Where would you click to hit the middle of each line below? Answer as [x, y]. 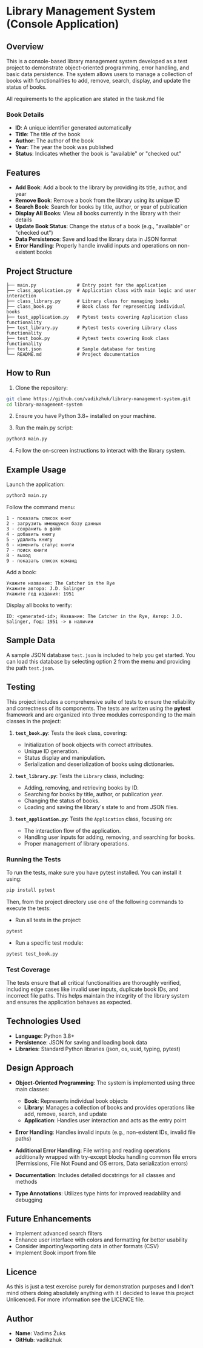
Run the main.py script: [44, 428]
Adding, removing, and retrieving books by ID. [82, 787]
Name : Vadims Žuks [40, 1333]
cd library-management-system [45, 405]
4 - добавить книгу [31, 534]
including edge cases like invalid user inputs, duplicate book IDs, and [92, 989]
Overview [25, 47]
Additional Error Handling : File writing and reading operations [93, 1150]
